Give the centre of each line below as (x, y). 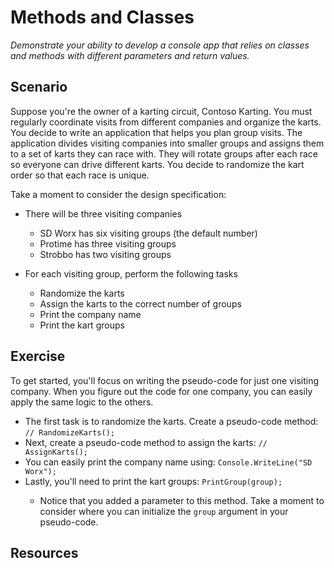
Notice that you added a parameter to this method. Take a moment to (182, 500)
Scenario (39, 87)
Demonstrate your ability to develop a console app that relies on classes (160, 45)
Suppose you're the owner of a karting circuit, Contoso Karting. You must (161, 111)
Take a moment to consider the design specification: (118, 194)
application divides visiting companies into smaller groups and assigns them (167, 143)
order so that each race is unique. (80, 175)
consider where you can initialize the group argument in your (164, 511)
